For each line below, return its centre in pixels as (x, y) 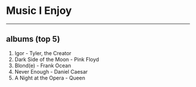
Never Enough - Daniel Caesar (51, 71)
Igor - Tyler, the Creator (43, 53)
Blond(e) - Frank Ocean (43, 66)
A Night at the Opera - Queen (50, 78)
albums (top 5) (33, 39)
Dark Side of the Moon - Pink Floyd (57, 59)
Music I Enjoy (39, 11)
